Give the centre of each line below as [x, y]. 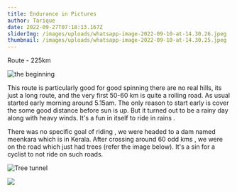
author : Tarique [31, 21]
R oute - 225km [29, 60]
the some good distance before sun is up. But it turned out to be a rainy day [118, 111]
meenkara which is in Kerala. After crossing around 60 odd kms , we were [115, 140]
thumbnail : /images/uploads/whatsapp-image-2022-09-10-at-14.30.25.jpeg [117, 40]
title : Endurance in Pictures [52, 14]
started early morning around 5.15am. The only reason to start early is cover [118, 103]
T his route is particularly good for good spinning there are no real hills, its [115, 88]
